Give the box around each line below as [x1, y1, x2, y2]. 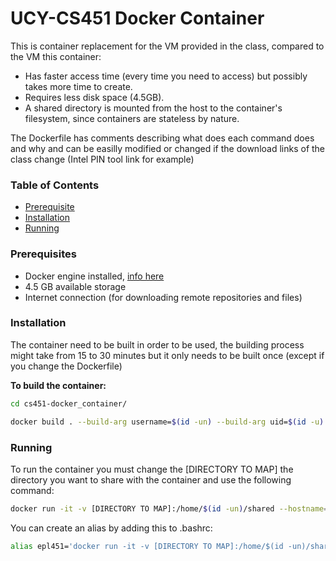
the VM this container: [10, 50, 102, 62]
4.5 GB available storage [24, 280, 127, 292]
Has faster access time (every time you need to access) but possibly [24, 70, 308, 82]
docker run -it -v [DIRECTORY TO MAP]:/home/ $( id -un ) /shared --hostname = [10, 503, 329, 514]
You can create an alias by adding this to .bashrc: [10, 522, 213, 534]
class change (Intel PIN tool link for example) [10, 153, 195, 165]
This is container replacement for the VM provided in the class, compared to [10, 40, 325, 52]
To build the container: [10, 379, 107, 391]
